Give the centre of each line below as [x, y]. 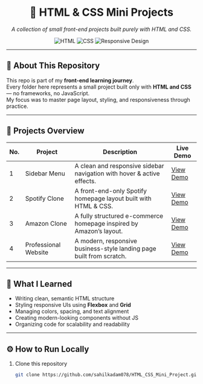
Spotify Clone [45, 198]
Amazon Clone [46, 223]
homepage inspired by [106, 223]
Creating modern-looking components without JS [77, 318]
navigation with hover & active [117, 173]
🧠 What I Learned [39, 284]
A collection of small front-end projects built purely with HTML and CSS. [101, 29]
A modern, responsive [106, 241]
